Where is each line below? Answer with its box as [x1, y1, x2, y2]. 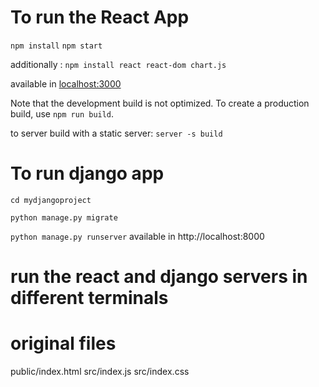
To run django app [10, 162, 165, 185]
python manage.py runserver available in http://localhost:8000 [10, 230, 265, 242]
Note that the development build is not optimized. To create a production [10, 97, 310, 109]
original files [10, 332, 117, 355]
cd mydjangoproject [10, 195, 92, 205]
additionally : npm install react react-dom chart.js [10, 58, 227, 70]
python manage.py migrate [10, 212, 118, 223]
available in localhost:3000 [10, 77, 122, 90]
